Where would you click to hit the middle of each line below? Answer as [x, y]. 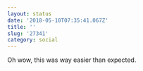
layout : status [30, 14]
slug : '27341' [28, 33]
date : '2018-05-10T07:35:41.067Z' [58, 20]
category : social [33, 40]
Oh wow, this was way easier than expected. [72, 60]
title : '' [22, 27]
